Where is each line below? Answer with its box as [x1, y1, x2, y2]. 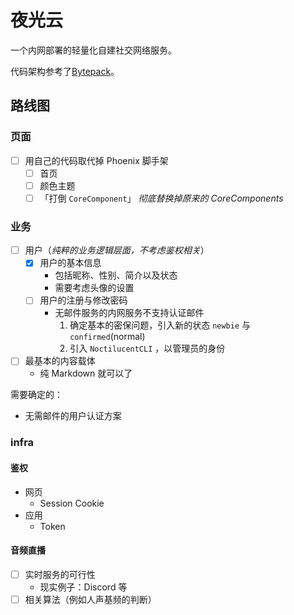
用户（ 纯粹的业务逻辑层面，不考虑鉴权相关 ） [24, 244, 210, 256]
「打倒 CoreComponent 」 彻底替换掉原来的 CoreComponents [39, 192, 284, 204]
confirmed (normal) [69, 331, 146, 343]
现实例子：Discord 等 [39, 581, 128, 593]
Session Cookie [39, 497, 105, 509]
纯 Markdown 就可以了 [39, 367, 133, 380]
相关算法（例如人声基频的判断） [24, 593, 157, 605]
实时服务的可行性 [24, 568, 96, 580]
